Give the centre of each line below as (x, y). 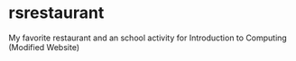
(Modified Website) (44, 47)
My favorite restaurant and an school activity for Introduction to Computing (148, 38)
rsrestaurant (56, 13)
